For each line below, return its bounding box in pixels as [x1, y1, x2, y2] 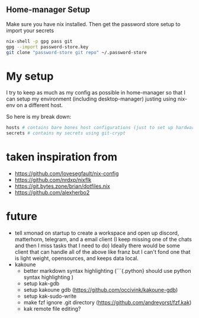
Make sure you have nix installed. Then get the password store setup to [6, 20, 181, 27]
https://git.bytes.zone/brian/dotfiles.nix [14, 182, 111, 190]
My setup [6, 70, 54, 83]
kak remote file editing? [23, 306, 81, 312]
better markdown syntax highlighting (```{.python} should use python [23, 267, 191, 274]
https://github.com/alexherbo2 [14, 189, 90, 196]
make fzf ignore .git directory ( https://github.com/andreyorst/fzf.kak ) [23, 299, 192, 306]
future [6, 210, 37, 223]
